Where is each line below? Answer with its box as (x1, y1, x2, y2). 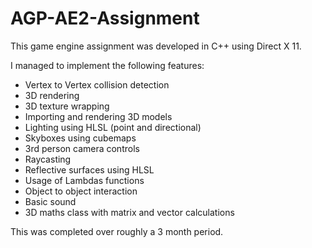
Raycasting (24, 153, 72, 165)
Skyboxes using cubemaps (24, 132, 137, 144)
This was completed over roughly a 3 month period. (10, 225, 224, 237)
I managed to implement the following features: (10, 59, 205, 71)
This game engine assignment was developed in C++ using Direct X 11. (10, 40, 302, 52)
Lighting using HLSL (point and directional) (24, 121, 202, 133)
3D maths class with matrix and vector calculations (24, 206, 235, 218)
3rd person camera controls (24, 142, 140, 154)
